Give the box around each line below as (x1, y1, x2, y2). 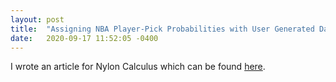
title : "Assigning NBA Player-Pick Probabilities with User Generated (10, 24, 315, 34)
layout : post (10, 14, 65, 25)
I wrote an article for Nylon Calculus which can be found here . (10, 61, 266, 73)
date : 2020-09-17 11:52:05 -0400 (10, 33, 159, 43)
